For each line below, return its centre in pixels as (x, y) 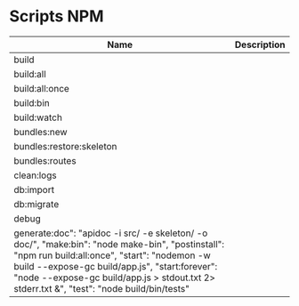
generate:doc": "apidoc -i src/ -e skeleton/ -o (111, 233)
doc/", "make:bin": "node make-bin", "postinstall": (119, 244)
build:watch (38, 117)
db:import (34, 189)
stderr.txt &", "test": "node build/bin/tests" (101, 288)
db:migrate (36, 204)
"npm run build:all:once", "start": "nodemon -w (112, 255)
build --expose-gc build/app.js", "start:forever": (116, 266)
